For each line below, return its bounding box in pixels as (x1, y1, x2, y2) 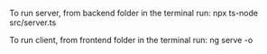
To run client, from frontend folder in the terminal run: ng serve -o (9, 35, 253, 45)
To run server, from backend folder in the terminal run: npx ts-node (9, 8, 259, 18)
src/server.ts (9, 17, 57, 28)
